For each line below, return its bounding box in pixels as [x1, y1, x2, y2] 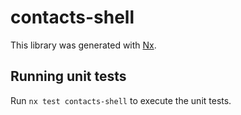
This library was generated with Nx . [10, 39, 157, 51]
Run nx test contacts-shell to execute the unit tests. [10, 94, 232, 106]
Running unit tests [10, 68, 127, 85]
